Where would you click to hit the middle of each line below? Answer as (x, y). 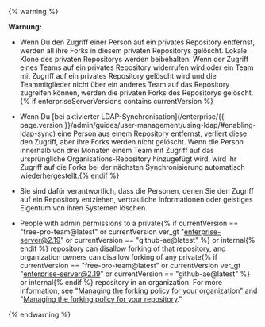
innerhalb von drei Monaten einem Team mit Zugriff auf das (117, 150)
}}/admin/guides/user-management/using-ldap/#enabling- (160, 125)
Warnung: (25, 27)
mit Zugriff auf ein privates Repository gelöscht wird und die (118, 76)
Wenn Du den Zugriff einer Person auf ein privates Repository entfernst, (137, 42)
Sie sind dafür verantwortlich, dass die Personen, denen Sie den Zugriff (136, 191)
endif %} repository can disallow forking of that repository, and (123, 248)
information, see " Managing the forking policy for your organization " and (138, 290)
